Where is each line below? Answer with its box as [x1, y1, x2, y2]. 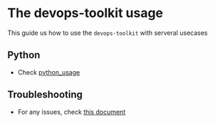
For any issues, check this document [17, 107, 126, 116]
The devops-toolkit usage [7, 5, 164, 21]
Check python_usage [17, 68, 80, 76]
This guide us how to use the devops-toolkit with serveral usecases [7, 28, 208, 37]
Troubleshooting [7, 89, 83, 101]
